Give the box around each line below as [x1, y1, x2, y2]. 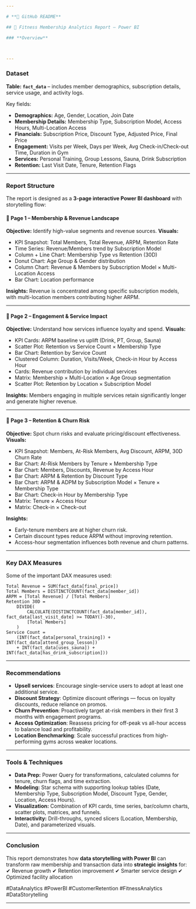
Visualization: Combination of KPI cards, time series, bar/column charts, [14, 802, 190, 809]
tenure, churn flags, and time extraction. [14, 778, 111, 785]
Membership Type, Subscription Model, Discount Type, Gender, [14, 790, 168, 797]
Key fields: [6, 100, 32, 107]
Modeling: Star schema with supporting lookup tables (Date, [14, 784, 160, 791]
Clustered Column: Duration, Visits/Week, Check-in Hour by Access [14, 355, 177, 363]
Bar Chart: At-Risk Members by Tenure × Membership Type [14, 460, 157, 467]
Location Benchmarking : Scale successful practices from [14, 732, 155, 739]
